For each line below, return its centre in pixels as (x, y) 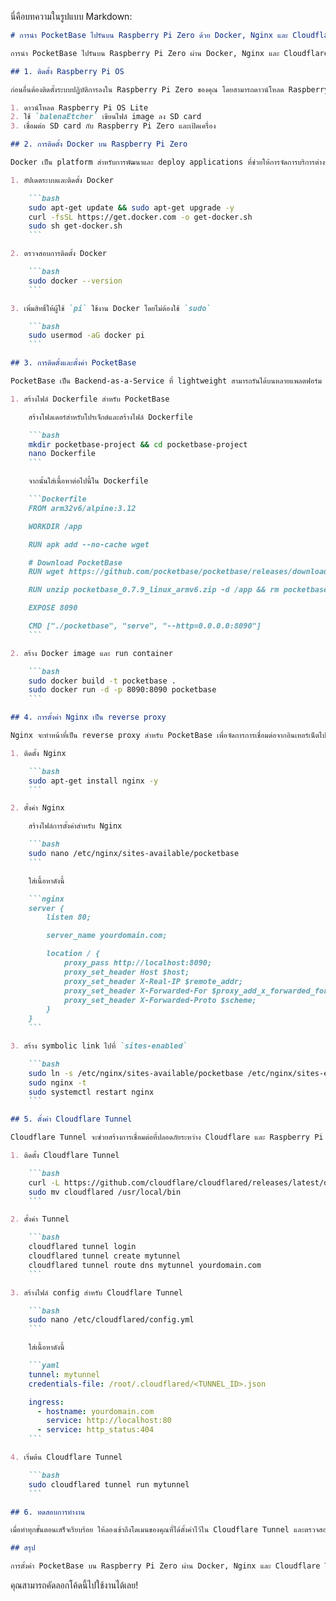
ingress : (46, 1402)
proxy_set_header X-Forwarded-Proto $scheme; (160, 1000)
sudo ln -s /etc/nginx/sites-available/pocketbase (136, 1073)
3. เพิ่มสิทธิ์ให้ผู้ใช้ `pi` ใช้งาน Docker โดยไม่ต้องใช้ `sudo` (111, 308)
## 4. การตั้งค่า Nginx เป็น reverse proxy (88, 717)
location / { (73, 954)
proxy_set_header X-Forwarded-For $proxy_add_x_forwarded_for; (198, 991)
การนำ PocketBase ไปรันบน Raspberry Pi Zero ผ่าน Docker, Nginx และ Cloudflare (169, 53)
